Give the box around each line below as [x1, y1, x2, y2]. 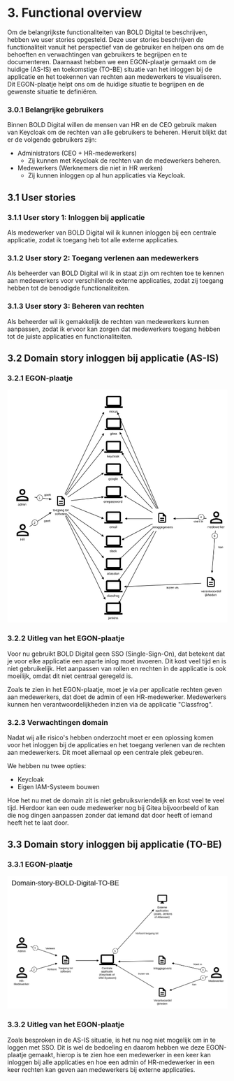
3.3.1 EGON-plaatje [7, 860, 73, 869]
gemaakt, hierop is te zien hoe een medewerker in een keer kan [27, 1050, 212, 1059]
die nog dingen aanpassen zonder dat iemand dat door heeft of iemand [7, 811, 213, 820]
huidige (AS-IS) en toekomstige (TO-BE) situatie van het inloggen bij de [7, 65, 212, 73]
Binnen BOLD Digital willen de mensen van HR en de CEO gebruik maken [7, 121, 217, 129]
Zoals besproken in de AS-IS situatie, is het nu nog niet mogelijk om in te [7, 1036, 217, 1044]
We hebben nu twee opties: [7, 762, 87, 770]
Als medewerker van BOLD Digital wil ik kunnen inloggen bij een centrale [7, 228, 217, 237]
